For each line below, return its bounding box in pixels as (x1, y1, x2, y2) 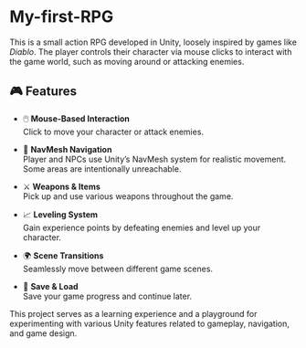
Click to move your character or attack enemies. (22, 126, 204, 137)
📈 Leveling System (22, 208, 99, 220)
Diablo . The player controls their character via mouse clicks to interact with (9, 46, 292, 57)
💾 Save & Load (22, 280, 79, 291)
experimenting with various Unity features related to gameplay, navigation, (9, 318, 290, 329)
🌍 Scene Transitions (22, 249, 104, 261)
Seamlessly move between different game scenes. (22, 263, 213, 274)
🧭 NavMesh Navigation (22, 143, 112, 154)
